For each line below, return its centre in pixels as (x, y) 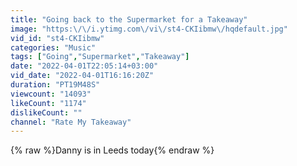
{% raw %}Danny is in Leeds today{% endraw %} (112, 150)
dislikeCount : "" (46, 112)
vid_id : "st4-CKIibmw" (57, 38)
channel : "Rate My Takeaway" (71, 122)
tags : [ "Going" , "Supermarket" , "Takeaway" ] (100, 57)
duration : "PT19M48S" (55, 85)
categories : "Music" (53, 47)
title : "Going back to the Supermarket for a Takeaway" (129, 19)
